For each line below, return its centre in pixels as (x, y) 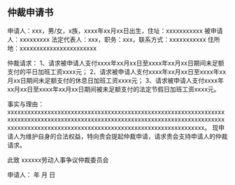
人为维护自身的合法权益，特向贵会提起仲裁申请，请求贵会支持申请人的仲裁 (120, 136)
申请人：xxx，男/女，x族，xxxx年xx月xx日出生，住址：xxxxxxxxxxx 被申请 (115, 31)
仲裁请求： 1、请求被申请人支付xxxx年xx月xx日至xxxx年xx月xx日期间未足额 (116, 63)
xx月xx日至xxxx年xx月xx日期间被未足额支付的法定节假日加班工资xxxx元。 (114, 89)
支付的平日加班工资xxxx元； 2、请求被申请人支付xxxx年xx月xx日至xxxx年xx (117, 71)
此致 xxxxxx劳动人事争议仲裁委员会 (58, 160)
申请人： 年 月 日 (31, 175)
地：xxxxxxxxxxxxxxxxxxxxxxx (52, 48)
